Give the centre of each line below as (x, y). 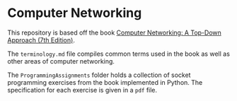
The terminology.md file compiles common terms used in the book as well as (118, 54)
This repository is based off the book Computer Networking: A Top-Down (114, 32)
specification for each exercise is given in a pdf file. (82, 90)
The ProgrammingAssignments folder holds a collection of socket (99, 75)
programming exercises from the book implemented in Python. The (105, 82)
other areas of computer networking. (61, 61)
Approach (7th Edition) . (41, 40)
